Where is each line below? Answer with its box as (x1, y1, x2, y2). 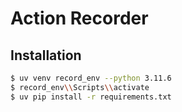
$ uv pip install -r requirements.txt (10, 92, 172, 102)
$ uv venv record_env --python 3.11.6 (10, 73, 172, 83)
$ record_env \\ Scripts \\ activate (10, 82, 150, 92)
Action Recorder (10, 7, 149, 30)
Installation (10, 47, 82, 64)
